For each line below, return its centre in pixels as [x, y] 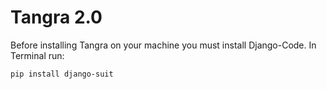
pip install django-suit [62, 74]
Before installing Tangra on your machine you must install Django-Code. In [163, 45]
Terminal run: [37, 55]
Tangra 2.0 [56, 17]
